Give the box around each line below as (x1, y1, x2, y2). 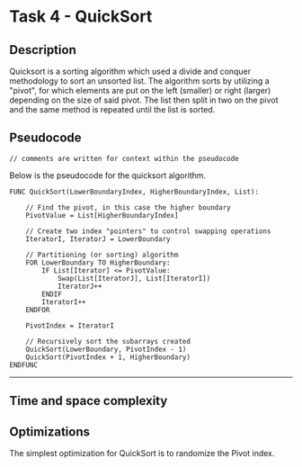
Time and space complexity (9, 393, 168, 409)
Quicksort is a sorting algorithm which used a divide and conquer (9, 66, 252, 76)
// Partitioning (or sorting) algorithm (25, 250, 179, 259)
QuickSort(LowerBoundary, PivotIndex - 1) (25, 345, 187, 354)
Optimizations (9, 424, 90, 439)
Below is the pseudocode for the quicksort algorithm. (9, 169, 207, 181)
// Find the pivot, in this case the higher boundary (25, 202, 231, 212)
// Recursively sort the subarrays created (25, 337, 191, 346)
